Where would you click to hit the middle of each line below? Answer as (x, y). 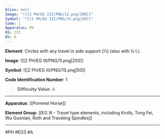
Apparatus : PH (20, 28)
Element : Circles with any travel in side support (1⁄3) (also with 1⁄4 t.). (73, 51)
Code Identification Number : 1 (36, 80)
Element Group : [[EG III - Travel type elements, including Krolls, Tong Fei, (79, 112)
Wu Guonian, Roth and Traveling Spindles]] (49, 118)
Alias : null (17, 10)
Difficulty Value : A (36, 89)
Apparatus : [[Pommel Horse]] (35, 103)
